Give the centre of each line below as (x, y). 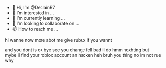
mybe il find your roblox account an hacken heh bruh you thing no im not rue (83, 55)
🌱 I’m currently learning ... (39, 18)
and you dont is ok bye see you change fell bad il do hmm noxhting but (77, 50)
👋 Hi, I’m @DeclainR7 (34, 8)
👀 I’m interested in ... (33, 13)
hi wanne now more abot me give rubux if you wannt (59, 40)
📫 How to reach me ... (35, 29)
